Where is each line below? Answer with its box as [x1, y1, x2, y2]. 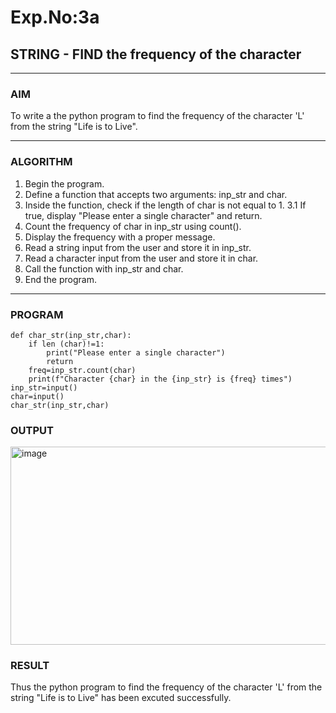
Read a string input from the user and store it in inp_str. [24, 241, 252, 253]
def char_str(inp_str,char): [10, 330, 132, 340]
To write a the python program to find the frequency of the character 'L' [10, 110, 305, 122]
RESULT [10, 659, 50, 673]
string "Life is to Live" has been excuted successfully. [10, 692, 232, 704]
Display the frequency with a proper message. [24, 231, 216, 243]
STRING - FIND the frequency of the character [10, 46, 302, 63]
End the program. [24, 273, 97, 285]
